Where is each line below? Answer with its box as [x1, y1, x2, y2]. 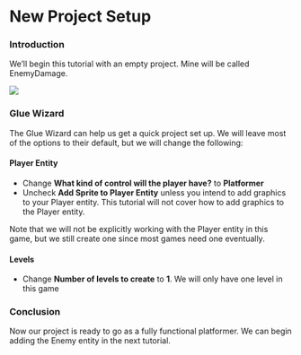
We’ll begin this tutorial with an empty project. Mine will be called [9, 58, 250, 69]
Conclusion [9, 306, 61, 318]
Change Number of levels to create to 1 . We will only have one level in [22, 273, 283, 284]
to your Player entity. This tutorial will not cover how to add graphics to [22, 196, 285, 207]
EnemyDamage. [9, 68, 68, 79]
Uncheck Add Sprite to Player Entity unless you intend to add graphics [22, 186, 287, 198]
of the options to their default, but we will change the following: [9, 137, 243, 148]
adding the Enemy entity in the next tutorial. [9, 335, 171, 346]
